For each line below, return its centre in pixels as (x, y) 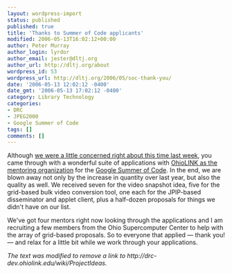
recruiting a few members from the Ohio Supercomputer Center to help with (115, 228)
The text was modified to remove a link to (66, 256)
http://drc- (142, 256)
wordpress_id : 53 (32, 71)
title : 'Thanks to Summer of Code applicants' (75, 33)
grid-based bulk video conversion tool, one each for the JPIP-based (104, 192)
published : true (30, 26)
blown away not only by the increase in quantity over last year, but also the (114, 178)
